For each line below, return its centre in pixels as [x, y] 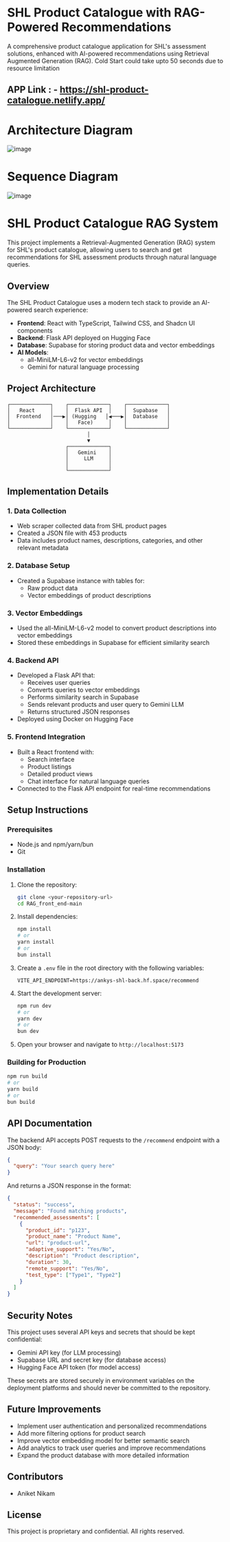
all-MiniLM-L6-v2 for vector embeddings [85, 359]
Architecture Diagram [70, 130]
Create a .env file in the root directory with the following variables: [111, 968]
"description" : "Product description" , [82, 1256]
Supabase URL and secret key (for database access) [92, 1360]
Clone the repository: [47, 885]
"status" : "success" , [44, 1205]
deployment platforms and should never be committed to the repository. [109, 1388]
